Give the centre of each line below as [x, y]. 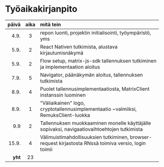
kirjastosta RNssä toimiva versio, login [102, 143]
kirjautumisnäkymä [62, 53]
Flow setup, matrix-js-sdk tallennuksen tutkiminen [98, 61]
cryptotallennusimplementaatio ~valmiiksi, [88, 109]
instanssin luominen [63, 95]
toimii [46, 149]
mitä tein [50, 24]
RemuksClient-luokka [65, 115]
